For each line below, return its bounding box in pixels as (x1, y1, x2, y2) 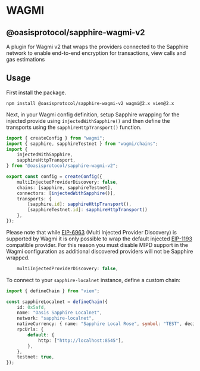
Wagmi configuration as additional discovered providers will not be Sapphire (6, 248, 193, 255)
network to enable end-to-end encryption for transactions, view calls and (6, 50, 186, 57)
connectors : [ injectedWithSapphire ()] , (17, 190, 116, 196)
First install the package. (6, 89, 67, 96)
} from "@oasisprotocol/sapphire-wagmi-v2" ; (6, 163, 118, 169)
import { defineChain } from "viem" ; (6, 287, 100, 294)
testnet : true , (17, 354, 55, 360)
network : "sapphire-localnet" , (17, 316, 95, 321)
